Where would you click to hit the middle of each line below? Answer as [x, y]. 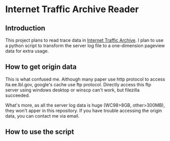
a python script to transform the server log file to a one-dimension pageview [85, 46]
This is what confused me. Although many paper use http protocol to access [85, 79]
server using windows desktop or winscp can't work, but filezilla [73, 90]
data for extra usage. [27, 51]
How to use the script [40, 132]
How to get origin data [41, 67]
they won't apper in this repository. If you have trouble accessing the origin [84, 111]
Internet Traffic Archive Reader [72, 9]
